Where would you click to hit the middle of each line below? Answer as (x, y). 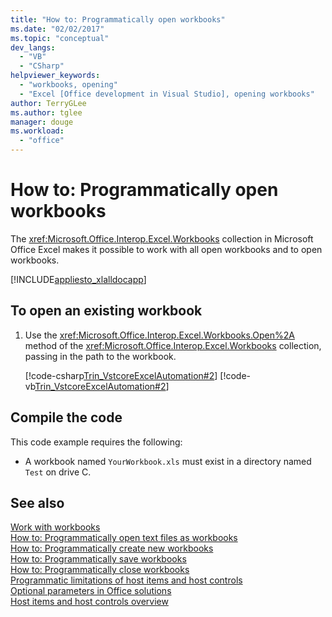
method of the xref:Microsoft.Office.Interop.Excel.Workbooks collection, (173, 345)
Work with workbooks (55, 527)
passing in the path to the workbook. (100, 356)
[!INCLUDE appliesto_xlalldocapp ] (78, 279)
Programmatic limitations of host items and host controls (126, 580)
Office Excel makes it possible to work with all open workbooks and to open (166, 249)
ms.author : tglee (46, 112)
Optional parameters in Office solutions (91, 591)
